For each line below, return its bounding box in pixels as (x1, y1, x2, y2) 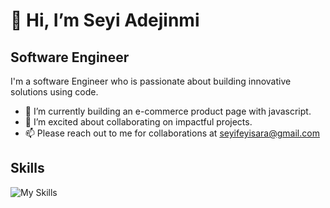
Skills (10, 160, 45, 177)
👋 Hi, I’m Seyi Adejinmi (10, 9, 200, 32)
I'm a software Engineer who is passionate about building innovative (10, 75, 292, 87)
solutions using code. (10, 86, 99, 98)
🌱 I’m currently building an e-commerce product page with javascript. (24, 105, 312, 117)
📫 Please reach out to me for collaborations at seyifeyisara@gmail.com (24, 127, 320, 139)
